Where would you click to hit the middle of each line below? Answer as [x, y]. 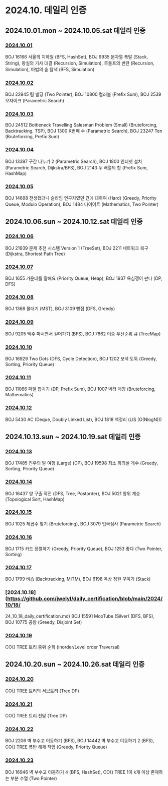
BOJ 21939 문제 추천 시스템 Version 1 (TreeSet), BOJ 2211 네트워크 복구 [77, 248]
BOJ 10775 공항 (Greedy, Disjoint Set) [44, 622]
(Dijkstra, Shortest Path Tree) [35, 254]
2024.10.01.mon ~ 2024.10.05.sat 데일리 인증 [75, 31]
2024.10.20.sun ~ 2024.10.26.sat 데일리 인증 [75, 664]
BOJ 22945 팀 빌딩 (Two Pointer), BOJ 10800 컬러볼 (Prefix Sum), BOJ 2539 [83, 94]
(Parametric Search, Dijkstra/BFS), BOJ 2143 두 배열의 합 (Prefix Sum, [76, 167]
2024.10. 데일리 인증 [46, 10]
